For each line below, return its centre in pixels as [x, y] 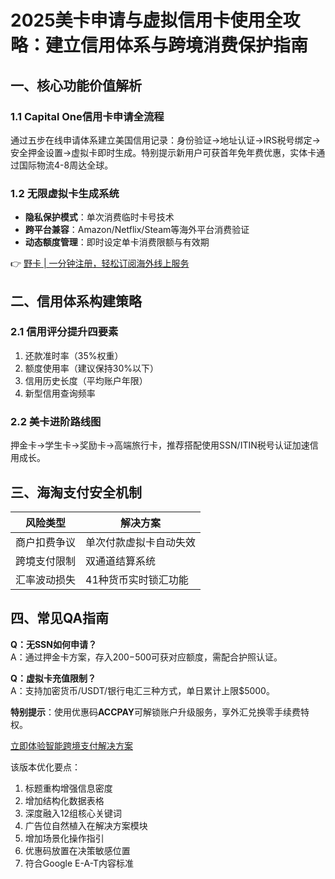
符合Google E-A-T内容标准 [79, 863]
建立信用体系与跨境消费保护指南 [177, 45]
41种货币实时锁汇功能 [137, 579]
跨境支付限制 [46, 561]
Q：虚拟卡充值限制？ [53, 678]
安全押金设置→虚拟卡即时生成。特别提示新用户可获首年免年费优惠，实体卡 [163, 152]
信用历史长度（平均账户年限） [86, 380]
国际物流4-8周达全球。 [66, 165]
